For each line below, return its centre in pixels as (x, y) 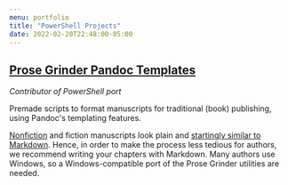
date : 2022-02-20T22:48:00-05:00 (71, 34)
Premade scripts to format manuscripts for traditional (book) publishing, (140, 109)
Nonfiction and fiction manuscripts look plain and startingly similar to (135, 135)
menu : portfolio (39, 17)
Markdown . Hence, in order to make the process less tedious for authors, (143, 145)
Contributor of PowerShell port (65, 92)
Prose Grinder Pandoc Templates (103, 70)
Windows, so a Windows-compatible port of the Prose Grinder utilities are (144, 164)
